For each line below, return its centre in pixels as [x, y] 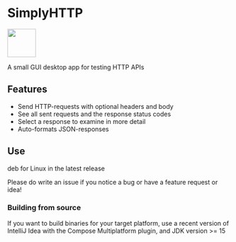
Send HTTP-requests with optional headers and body [95, 106]
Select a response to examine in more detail [82, 121]
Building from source [44, 208]
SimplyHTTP [45, 13]
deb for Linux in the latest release [56, 168]
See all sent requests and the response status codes [94, 114]
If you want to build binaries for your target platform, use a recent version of [118, 223]
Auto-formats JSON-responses [63, 129]
